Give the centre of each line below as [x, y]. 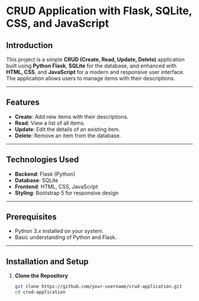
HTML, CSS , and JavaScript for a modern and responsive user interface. [95, 72]
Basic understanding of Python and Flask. [66, 237]
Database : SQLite [36, 180]
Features [23, 103]
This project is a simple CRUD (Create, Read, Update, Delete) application [95, 59]
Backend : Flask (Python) [45, 174]
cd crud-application [40, 292]
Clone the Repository [41, 276]
